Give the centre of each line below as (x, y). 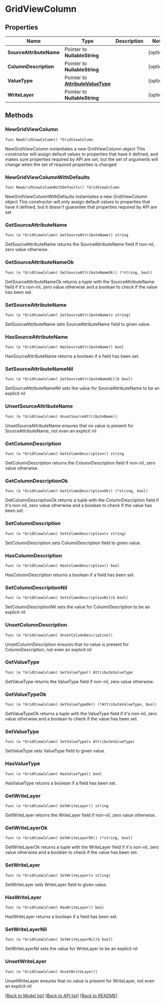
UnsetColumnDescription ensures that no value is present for (67, 644)
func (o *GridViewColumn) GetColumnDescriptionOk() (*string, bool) (77, 491)
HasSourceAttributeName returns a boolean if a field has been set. (72, 356)
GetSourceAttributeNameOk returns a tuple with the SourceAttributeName (80, 282)
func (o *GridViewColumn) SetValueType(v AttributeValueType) (70, 742)
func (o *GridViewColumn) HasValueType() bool (54, 774)
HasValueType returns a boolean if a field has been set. (61, 783)
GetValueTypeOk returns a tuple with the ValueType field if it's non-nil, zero (81, 714)
